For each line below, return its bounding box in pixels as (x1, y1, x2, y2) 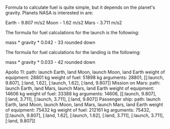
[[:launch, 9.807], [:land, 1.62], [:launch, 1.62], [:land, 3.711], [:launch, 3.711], (5, 112, 164, 118)
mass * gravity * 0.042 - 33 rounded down (5, 39, 96, 45)
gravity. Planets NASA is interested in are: (5, 10, 93, 16)
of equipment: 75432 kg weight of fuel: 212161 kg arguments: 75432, (5, 107, 150, 113)
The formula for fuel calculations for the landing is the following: (5, 49, 141, 55)
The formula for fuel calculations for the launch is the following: (5, 30, 140, 35)
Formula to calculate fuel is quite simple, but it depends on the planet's (5, 5, 156, 10)
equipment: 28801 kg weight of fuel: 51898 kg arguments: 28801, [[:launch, (5, 74, 164, 81)
